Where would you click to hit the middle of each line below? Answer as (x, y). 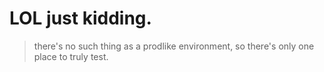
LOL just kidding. (80, 18)
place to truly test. (71, 56)
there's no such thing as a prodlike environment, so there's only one (174, 46)
